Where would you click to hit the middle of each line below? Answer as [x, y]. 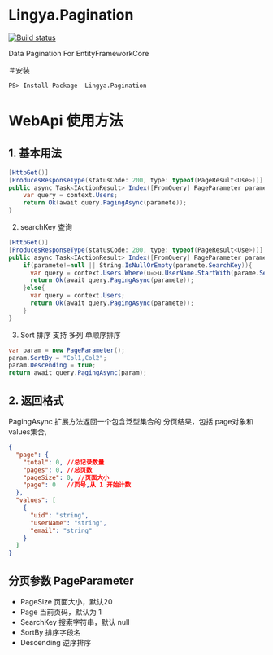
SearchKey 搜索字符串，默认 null [75, 622]
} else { [34, 288]
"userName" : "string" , [68, 523]
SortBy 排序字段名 [50, 632]
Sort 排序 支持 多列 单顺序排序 [70, 335]
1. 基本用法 [35, 154]
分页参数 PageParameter [71, 580]
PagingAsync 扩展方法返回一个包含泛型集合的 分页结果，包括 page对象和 [131, 422]
